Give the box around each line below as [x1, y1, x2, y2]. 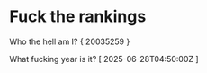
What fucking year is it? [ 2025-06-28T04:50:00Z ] [9, 53, 200, 64]
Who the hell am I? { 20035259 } [9, 36, 130, 47]
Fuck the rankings [9, 6, 147, 27]
